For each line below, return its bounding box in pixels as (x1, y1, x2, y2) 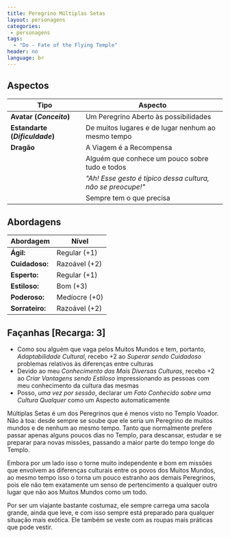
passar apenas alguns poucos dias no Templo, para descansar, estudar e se (7, 431, 222, 439)
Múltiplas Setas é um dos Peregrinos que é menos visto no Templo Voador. (7, 409, 219, 418)
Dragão (10, 142, 36, 152)
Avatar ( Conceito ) (10, 112, 71, 121)
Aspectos (7, 80, 49, 92)
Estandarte (10, 123, 48, 132)
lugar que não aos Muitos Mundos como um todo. (7, 488, 148, 496)
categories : (7, 23, 41, 29)
